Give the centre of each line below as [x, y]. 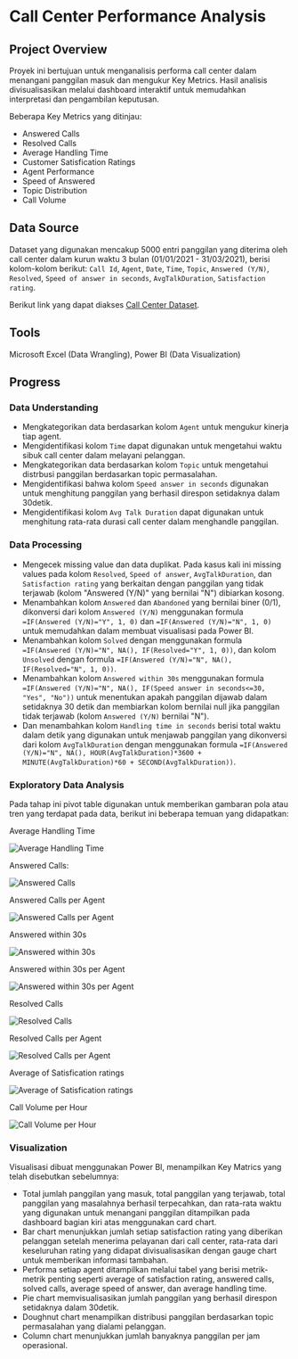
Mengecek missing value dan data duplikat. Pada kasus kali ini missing [152, 564]
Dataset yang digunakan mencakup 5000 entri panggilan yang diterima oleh [149, 249]
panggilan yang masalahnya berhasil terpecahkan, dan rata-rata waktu [152, 1203]
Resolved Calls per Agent [56, 1038]
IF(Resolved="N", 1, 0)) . [69, 668]
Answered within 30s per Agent [67, 968]
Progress [35, 382]
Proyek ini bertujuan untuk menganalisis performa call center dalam [133, 70]
